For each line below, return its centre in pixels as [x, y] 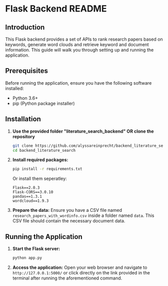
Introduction [25, 27]
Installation [23, 119]
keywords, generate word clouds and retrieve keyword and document [77, 45]
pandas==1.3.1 [27, 197]
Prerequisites [27, 71]
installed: [15, 88]
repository [24, 136]
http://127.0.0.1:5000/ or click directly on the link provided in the [81, 272]
